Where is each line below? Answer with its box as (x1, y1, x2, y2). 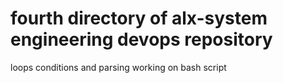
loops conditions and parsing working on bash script (10, 61, 227, 73)
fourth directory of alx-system (10, 7, 268, 30)
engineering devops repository (10, 28, 273, 51)
